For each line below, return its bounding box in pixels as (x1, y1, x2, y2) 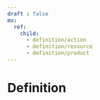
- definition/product (25, 50, 90, 57)
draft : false (7, 10, 49, 18)
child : (20, 30, 39, 37)
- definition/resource (25, 43, 93, 50)
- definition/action (25, 37, 87, 44)
